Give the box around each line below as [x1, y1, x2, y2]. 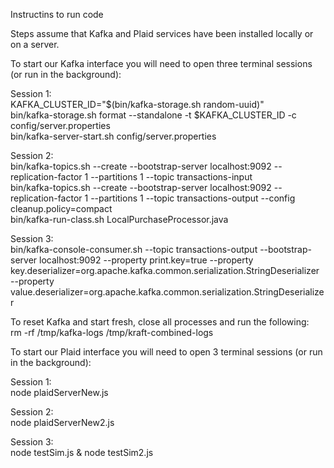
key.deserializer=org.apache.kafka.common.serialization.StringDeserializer [10, 265, 320, 276]
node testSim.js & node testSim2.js [10, 447, 154, 458]
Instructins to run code [10, 9, 104, 20]
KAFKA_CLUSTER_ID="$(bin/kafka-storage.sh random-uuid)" [10, 99, 265, 110]
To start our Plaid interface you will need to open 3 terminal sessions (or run [10, 346, 323, 358]
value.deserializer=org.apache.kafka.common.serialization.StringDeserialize [10, 286, 325, 298]
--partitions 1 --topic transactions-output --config [90, 192, 296, 204]
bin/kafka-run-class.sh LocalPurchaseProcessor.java [10, 214, 229, 225]
